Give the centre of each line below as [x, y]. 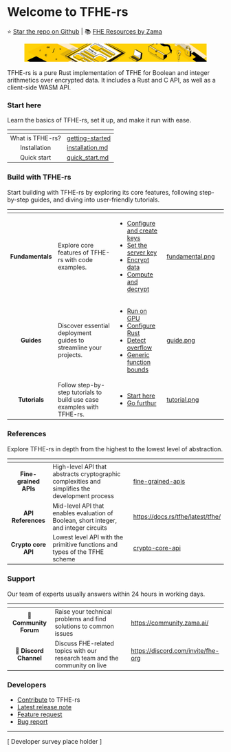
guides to [71, 340]
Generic [138, 354]
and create [142, 230]
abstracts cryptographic [87, 474]
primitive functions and [85, 544]
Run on [137, 311]
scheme [64, 559]
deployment [74, 333]
